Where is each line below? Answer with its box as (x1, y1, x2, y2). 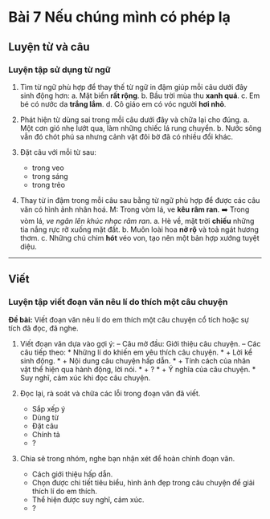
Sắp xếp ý (31, 403, 66, 413)
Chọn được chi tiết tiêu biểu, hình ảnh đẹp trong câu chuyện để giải (31, 477, 255, 487)
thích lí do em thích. (31, 486, 98, 496)
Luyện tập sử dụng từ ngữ (8, 64, 111, 75)
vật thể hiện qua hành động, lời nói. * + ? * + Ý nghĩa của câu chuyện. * (19, 364, 256, 374)
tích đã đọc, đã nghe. (8, 323, 79, 333)
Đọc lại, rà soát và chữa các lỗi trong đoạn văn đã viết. (19, 388, 201, 398)
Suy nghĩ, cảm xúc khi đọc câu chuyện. (19, 373, 151, 383)
